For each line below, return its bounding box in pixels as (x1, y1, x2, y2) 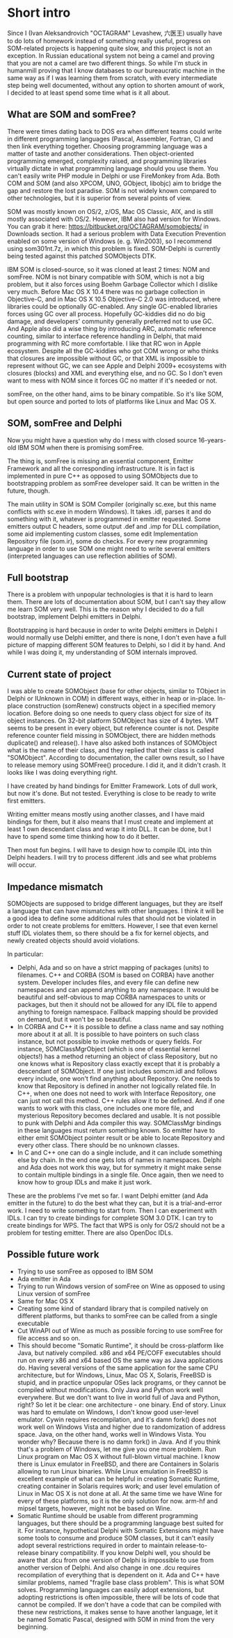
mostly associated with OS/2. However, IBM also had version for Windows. (7, 215, 221, 223)
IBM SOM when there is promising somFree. (17, 443, 144, 451)
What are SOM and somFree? (7, 109, 136, 121)
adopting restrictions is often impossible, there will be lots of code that (17, 1593, 220, 1601)
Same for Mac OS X (17, 1297, 74, 1305)
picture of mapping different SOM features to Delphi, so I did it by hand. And (7, 641, 226, 649)
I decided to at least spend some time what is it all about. (7, 88, 170, 97)
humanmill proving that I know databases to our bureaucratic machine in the (7, 66, 225, 75)
